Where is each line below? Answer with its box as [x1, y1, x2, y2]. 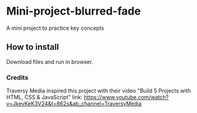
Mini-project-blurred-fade [6, 4, 141, 18]
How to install [6, 42, 59, 52]
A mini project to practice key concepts [6, 24, 104, 32]
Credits [6, 73, 28, 81]
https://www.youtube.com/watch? [84, 94, 169, 101]
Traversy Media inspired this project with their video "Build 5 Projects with [6, 87, 191, 95]
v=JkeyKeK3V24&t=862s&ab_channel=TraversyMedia [6, 100, 142, 108]
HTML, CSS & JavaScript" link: [6, 94, 83, 101]
